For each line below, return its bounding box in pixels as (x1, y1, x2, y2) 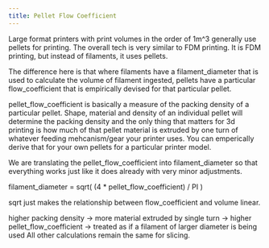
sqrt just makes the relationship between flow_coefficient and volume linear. (8, 197, 261, 207)
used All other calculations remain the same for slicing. (8, 230, 191, 240)
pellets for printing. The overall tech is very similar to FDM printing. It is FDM (8, 42, 262, 52)
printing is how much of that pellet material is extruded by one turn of (8, 125, 239, 134)
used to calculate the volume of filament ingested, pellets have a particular (8, 75, 256, 85)
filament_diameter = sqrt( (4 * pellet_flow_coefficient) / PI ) (8, 182, 203, 192)
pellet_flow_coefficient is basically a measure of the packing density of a (8, 99, 250, 109)
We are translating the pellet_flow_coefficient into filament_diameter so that (8, 158, 258, 167)
